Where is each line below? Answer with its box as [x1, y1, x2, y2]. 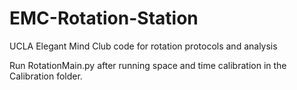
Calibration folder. [9, 70, 83, 82]
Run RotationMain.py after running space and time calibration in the [9, 59, 287, 71]
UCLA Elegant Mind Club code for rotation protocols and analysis [9, 40, 278, 52]
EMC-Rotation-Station [9, 7, 199, 30]
